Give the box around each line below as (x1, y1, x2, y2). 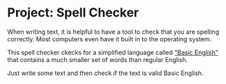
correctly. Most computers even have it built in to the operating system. (7, 34, 212, 43)
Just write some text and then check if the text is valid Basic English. (7, 69, 204, 77)
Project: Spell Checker (7, 5, 139, 21)
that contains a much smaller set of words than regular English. (7, 55, 188, 63)
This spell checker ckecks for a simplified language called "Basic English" (7, 48, 219, 56)
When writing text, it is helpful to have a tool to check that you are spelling (7, 28, 220, 36)
